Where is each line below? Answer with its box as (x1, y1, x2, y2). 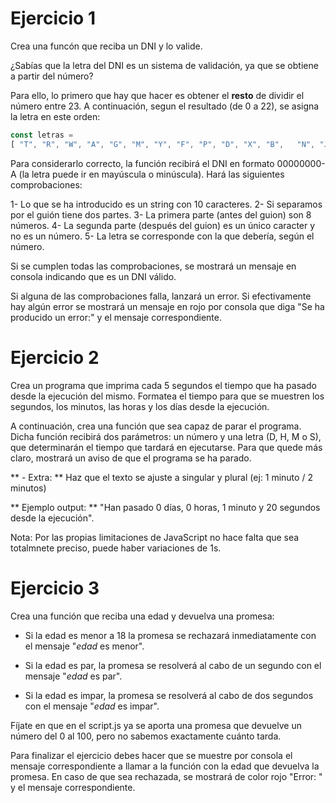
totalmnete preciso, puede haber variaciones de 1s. (10, 542, 222, 554)
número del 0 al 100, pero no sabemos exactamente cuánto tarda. (10, 730, 282, 742)
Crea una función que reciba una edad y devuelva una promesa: (10, 610, 275, 622)
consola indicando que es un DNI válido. (10, 270, 177, 282)
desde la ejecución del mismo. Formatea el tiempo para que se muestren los (10, 390, 325, 402)
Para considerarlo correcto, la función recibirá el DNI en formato (10, 157, 275, 169)
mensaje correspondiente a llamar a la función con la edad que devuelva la (10, 760, 320, 772)
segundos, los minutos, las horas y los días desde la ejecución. (10, 400, 270, 412)
